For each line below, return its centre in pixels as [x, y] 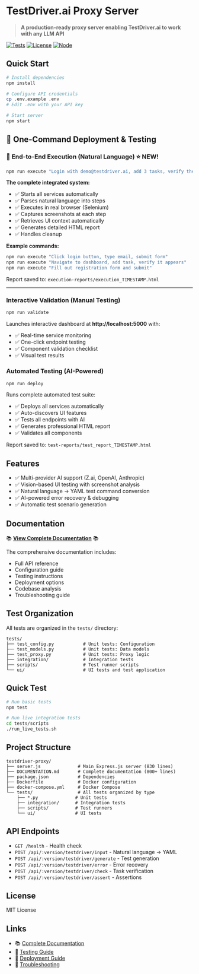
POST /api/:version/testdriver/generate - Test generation [87, 858]
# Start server [25, 116]
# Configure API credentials [42, 94]
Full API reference [36, 564]
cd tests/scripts [28, 724]
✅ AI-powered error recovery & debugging [67, 498]
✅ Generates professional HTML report [62, 426]
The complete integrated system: [48, 183]
